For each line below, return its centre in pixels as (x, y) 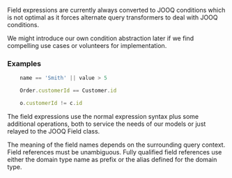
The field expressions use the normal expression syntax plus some (103, 116)
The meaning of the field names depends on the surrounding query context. (116, 145)
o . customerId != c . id (51, 104)
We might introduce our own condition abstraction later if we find (101, 38)
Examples (24, 63)
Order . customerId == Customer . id (68, 91)
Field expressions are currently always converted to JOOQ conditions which (116, 10)
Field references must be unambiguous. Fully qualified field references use (115, 152)
